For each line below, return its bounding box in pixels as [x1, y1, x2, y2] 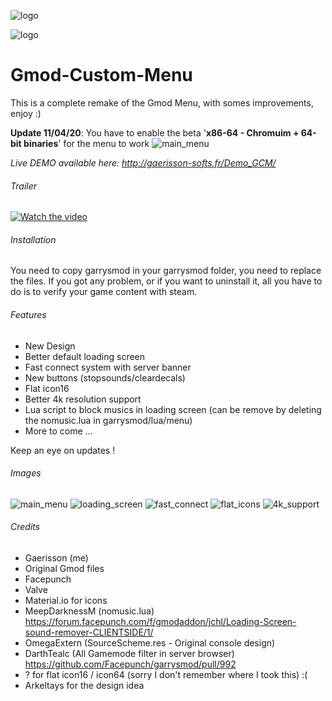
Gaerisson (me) [24, 551, 89, 564]
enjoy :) [10, 107, 42, 119]
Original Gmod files [24, 562, 105, 574]
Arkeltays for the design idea [24, 679, 145, 691]
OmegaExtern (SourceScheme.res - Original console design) [24, 636, 276, 649]
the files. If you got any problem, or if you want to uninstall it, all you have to [10, 275, 323, 287]
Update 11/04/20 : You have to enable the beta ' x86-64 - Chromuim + [10, 126, 300, 139]
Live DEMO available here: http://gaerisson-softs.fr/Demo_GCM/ [10, 156, 277, 169]
